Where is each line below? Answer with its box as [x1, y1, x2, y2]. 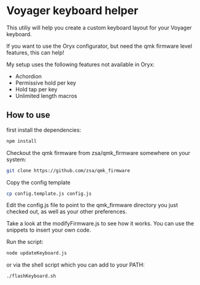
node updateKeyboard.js [6, 250, 67, 256]
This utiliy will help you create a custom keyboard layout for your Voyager [6, 24, 192, 31]
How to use [6, 110, 50, 120]
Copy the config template [6, 178, 71, 186]
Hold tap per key [15, 85, 58, 93]
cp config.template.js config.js [6, 191, 92, 197]
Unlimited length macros [15, 92, 78, 99]
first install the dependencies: [6, 126, 82, 134]
